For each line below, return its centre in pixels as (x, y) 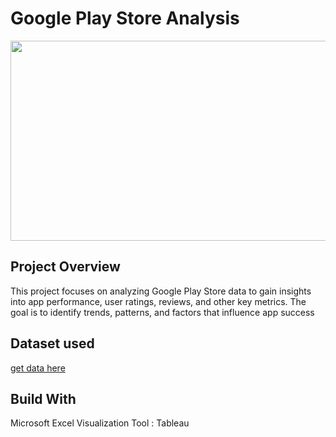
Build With (43, 398)
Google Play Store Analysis (125, 18)
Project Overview (65, 267)
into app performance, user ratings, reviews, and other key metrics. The (158, 301)
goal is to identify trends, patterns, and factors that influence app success (162, 312)
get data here (38, 368)
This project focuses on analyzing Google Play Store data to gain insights (161, 291)
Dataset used (52, 343)
